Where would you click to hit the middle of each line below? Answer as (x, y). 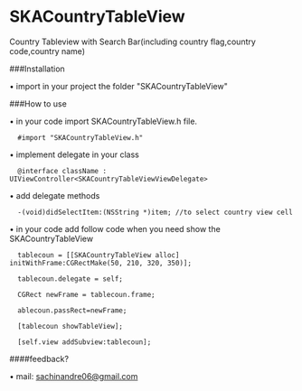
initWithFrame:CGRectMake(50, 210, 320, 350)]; (101, 263)
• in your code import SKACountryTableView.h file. (103, 121)
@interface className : (62, 171)
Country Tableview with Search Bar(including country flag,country (132, 42)
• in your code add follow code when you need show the (115, 228)
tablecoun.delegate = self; (71, 279)
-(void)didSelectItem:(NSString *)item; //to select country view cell (156, 212)
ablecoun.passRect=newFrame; (72, 310)
